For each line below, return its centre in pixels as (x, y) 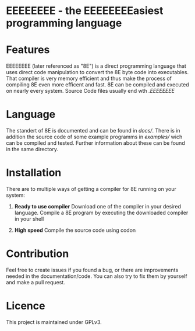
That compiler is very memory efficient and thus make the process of (89, 79)
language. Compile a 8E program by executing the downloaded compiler (101, 212)
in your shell (29, 219)
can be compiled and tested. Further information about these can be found (95, 143)
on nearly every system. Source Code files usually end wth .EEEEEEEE (90, 91)
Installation (34, 173)
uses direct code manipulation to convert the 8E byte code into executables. (97, 72)
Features (28, 50)
